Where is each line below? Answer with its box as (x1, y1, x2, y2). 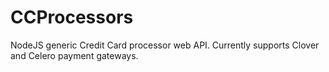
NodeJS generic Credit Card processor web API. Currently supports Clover (10, 39, 320, 51)
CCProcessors (10, 6, 134, 29)
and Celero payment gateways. (10, 49, 139, 61)
